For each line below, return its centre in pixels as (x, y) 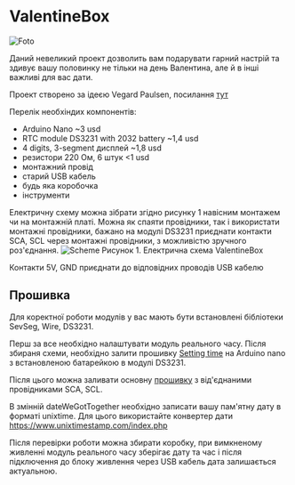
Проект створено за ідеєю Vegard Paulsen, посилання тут (119, 94)
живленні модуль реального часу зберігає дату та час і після (126, 452)
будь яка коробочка (60, 185)
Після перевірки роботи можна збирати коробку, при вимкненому (136, 442)
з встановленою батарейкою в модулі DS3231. (98, 362)
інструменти (46, 195)
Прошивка (40, 295)
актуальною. (33, 471)
